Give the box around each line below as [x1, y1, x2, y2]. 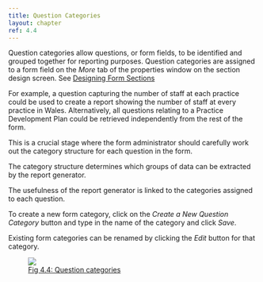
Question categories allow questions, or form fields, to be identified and [8, 48, 242, 58]
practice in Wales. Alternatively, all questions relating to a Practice [8, 106, 224, 115]
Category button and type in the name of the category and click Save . [8, 218, 237, 227]
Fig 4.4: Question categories [28, 265, 121, 275]
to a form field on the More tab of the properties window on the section [8, 65, 240, 75]
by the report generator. [8, 170, 86, 180]
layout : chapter [8, 19, 62, 27]
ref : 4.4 [8, 26, 37, 34]
